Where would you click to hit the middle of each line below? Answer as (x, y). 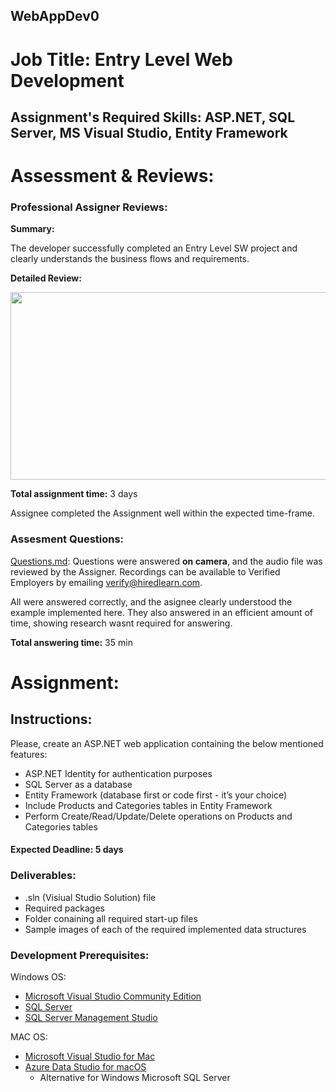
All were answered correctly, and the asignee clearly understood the (151, 601)
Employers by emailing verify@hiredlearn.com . (106, 582)
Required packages (64, 908)
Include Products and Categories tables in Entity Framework (148, 805)
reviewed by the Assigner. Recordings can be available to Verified (145, 571)
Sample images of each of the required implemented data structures (165, 929)
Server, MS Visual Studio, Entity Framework (149, 132)
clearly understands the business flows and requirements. (130, 259)
